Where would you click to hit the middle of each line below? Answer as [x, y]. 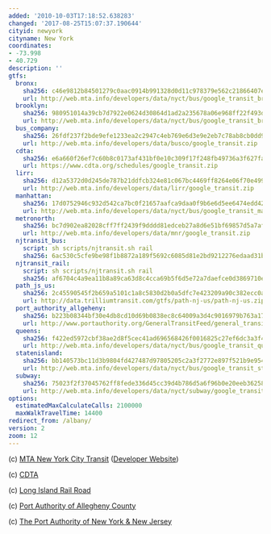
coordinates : [30, 46]
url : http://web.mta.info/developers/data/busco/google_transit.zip [140, 143]
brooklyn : [32, 106]
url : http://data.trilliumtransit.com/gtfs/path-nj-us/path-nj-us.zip [144, 301]
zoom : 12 [23, 436]
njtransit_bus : [41, 241]
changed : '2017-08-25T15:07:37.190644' [75, 23]
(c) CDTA [23, 474]
